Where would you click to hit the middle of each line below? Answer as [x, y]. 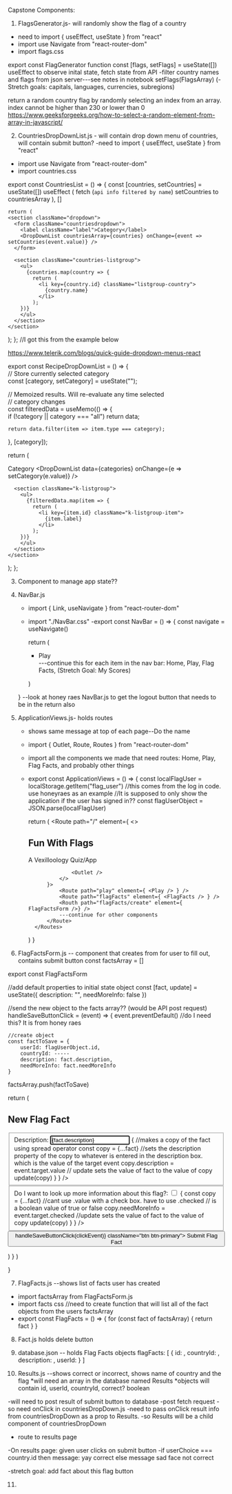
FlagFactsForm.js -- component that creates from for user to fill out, [114, 953]
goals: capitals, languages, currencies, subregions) [102, 87]
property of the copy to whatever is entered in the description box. [108, 1155]
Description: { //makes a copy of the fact [112, 1140]
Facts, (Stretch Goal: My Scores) [85, 670]
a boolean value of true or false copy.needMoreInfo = [90, 1208]
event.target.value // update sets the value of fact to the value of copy [113, 1170]
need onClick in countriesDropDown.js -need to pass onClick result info [118, 1408]
